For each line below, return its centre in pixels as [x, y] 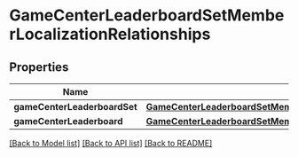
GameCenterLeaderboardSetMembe [147, 16]
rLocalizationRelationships [110, 34]
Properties [39, 67]
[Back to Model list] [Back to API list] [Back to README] [111, 143]
